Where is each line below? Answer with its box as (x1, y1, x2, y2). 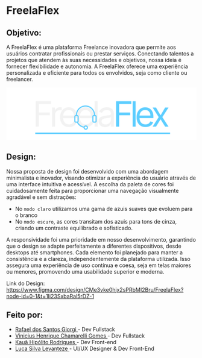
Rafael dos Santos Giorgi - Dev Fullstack (14, 326, 116, 333)
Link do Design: (6, 280, 45, 287)
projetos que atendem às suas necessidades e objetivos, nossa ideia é (6, 57, 182, 63)
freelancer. (6, 76, 33, 83)
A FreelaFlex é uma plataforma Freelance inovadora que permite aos (6, 43, 176, 51)
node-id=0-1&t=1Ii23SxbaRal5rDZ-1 (6, 292, 95, 300)
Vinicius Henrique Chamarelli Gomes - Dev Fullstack (14, 332, 145, 339)
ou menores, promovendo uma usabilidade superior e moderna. (6, 268, 165, 275)
